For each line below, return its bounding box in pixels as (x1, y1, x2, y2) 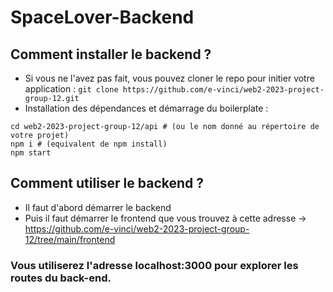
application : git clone (24, 83, 119, 95)
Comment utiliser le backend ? (10, 175, 205, 192)
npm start (10, 148, 52, 158)
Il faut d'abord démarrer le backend (24, 201, 172, 213)
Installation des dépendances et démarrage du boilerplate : (24, 102, 269, 114)
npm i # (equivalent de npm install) (10, 139, 168, 149)
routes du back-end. (10, 271, 112, 285)
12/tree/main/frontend (24, 233, 116, 245)
